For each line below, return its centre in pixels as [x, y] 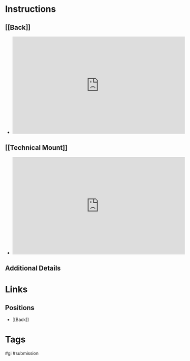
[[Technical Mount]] [36, 148]
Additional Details [33, 268]
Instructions [31, 9]
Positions [20, 308]
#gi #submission [22, 353]
